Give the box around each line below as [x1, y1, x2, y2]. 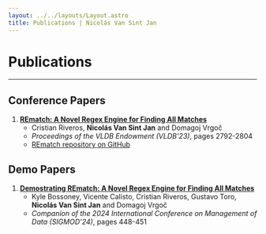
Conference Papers [8, 94, 106, 107]
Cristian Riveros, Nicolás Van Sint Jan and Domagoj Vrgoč [31, 123, 223, 132]
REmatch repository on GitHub [31, 139, 131, 150]
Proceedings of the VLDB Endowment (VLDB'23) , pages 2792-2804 [31, 132, 253, 141]
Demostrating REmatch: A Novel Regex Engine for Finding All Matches [19, 184, 255, 193]
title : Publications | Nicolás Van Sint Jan [8, 19, 157, 27]
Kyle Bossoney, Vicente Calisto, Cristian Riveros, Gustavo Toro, [31, 192, 237, 202]
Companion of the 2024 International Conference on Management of [31, 209, 257, 218]
